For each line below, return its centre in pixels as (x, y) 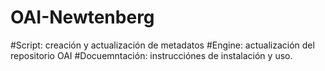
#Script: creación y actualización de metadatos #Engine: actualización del (162, 45)
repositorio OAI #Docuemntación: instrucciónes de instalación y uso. (151, 55)
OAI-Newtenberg (82, 17)
